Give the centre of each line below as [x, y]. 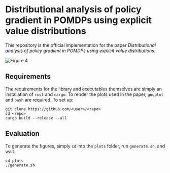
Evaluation [22, 134]
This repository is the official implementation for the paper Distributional [81, 45]
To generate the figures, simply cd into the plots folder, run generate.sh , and [85, 146]
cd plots [14, 161]
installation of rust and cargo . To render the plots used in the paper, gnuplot [84, 94]
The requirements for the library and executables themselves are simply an [84, 89]
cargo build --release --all [36, 118]
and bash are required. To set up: [39, 100]
